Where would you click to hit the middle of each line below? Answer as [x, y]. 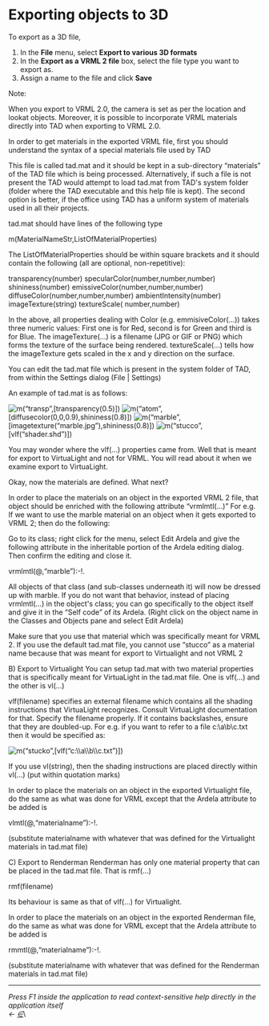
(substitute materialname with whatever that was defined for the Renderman [134, 965]
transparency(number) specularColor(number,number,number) [112, 279]
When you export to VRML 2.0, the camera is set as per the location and [127, 109]
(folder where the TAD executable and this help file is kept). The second [127, 190]
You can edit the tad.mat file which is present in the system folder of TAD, [129, 369]
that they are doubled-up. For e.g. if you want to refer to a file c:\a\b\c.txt [128, 727]
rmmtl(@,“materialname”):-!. [55, 949]
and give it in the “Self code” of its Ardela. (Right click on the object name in [133, 612]
